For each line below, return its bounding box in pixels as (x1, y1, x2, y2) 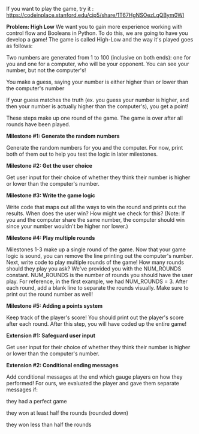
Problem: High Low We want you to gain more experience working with (6, 23, 183, 30)
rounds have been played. (6, 121, 71, 128)
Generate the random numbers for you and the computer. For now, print (6, 144, 183, 151)
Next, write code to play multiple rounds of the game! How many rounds (6, 258, 185, 266)
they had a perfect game (6, 398, 67, 405)
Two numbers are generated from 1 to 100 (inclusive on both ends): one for (6, 54, 191, 61)
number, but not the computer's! (6, 67, 86, 74)
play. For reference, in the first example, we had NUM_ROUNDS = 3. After (6, 278, 188, 285)
